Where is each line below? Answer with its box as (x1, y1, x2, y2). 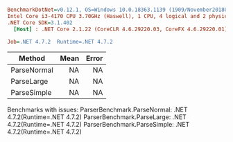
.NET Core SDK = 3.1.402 (7, 19, 73, 26)
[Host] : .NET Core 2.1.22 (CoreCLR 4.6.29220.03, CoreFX (13, 26, 185, 33)
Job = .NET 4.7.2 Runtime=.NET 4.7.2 (7, 38, 113, 45)
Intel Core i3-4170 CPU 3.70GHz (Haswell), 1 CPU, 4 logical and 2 (7, 12, 207, 19)
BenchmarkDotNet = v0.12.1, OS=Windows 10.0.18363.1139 (7, 6, 166, 13)
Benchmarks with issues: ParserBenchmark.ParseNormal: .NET (7, 105, 189, 114)
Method (18, 53, 45, 63)
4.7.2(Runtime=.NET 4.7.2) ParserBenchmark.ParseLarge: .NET (7, 113, 187, 121)
